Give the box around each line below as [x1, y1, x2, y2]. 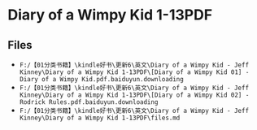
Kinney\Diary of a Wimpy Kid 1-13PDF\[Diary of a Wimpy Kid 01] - [19, 68, 250, 76]
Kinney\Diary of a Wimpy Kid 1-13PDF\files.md [19, 114, 181, 122]
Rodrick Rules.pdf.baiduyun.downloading [19, 98, 159, 106]
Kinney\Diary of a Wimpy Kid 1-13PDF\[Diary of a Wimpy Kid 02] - [19, 91, 250, 99]
